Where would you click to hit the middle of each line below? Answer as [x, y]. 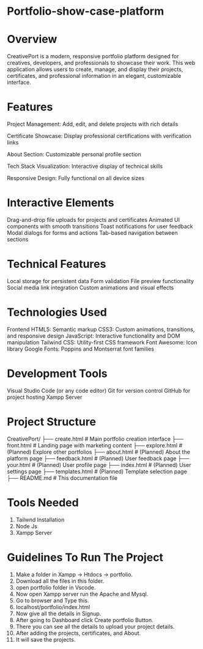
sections [18, 239]
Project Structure [52, 422]
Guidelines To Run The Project [85, 557]
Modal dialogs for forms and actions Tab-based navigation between [92, 233]
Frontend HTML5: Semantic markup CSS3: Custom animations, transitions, [101, 329]
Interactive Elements [61, 203]
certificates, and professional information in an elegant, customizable [94, 76]
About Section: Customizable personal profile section [74, 154]
